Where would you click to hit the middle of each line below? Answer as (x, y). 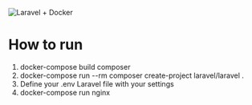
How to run (46, 45)
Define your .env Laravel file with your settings (97, 83)
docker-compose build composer (75, 67)
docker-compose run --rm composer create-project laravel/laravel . (132, 75)
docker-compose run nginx (65, 92)
